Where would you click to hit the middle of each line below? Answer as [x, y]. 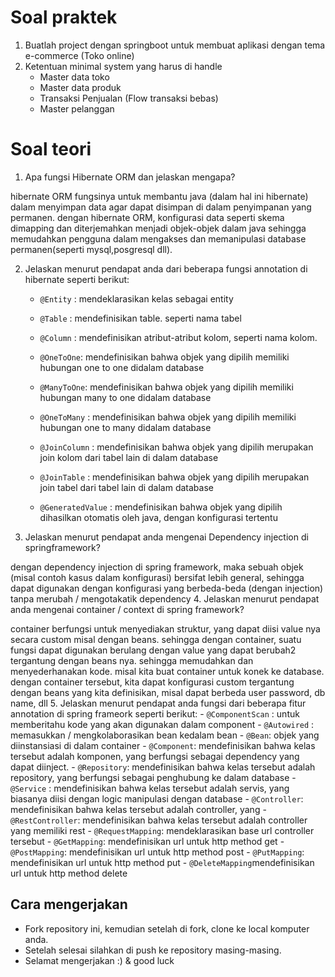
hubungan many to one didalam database [125, 397]
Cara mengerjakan [69, 904]
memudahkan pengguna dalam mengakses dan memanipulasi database [158, 238]
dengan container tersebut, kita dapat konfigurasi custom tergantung [152, 682]
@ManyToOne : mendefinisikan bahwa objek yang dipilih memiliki [166, 387]
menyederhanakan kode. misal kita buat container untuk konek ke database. [167, 671]
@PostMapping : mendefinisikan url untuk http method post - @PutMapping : [157, 852]
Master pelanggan [77, 108]
